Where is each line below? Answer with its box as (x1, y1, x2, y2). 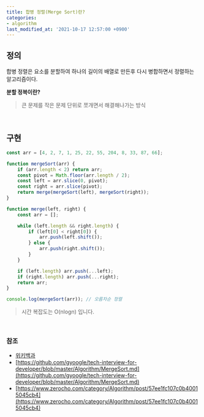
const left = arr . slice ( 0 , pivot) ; (17, 178, 108, 184)
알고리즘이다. (6, 75, 38, 83)
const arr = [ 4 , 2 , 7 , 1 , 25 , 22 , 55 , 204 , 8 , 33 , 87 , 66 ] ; (6, 150, 164, 156)
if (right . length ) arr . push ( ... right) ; (17, 274, 119, 280)
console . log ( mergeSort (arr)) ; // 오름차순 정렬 (6, 296, 123, 302)
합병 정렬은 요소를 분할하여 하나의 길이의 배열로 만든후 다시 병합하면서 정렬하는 (6, 68, 195, 75)
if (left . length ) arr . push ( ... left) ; (17, 268, 114, 274)
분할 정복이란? (6, 88, 41, 96)
